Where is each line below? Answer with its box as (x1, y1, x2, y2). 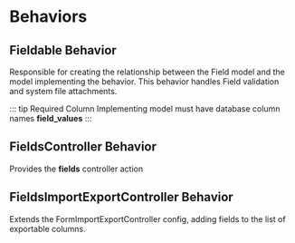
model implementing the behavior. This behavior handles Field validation (9, 76, 280, 87)
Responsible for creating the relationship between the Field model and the (9, 66, 285, 77)
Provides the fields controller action (9, 163, 143, 174)
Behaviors (9, 6, 88, 27)
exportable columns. (9, 223, 86, 234)
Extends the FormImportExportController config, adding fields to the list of (9, 213, 287, 224)
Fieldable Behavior (9, 43, 118, 58)
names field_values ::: (9, 113, 92, 123)
